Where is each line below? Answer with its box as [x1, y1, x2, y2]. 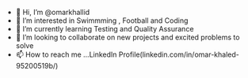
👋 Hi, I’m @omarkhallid [15, 8, 90, 17]
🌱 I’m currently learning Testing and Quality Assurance [15, 24, 194, 33]
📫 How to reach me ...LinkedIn [15, 50, 117, 59]
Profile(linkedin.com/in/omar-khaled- [118, 50, 239, 59]
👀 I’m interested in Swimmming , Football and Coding [15, 16, 189, 25]
